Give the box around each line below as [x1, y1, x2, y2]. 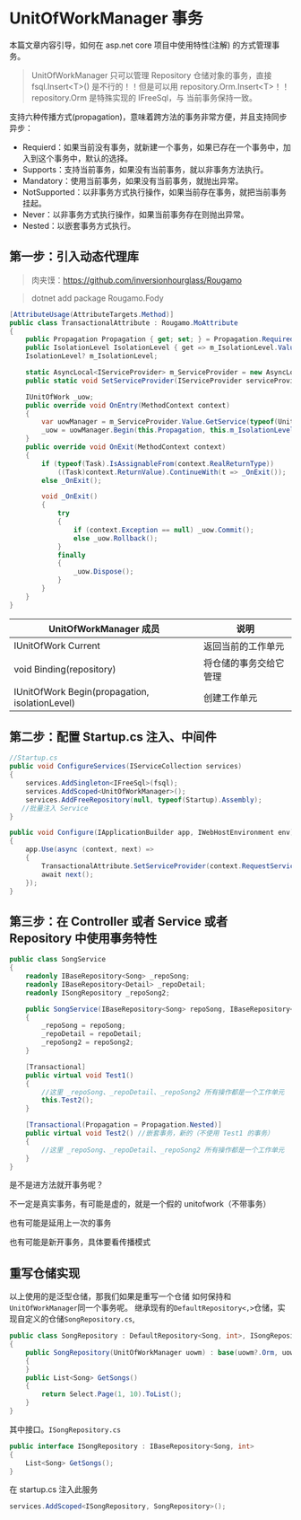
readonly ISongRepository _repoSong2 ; [25, 988, 170, 997]
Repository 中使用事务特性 [9, 930, 158, 945]
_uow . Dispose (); [73, 567, 134, 576]
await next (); [41, 870, 94, 879]
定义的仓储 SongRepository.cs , [24, 1314, 135, 1324]
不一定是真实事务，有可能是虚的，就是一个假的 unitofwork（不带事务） [9, 1199, 271, 1209]
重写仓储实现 [9, 1265, 81, 1280]
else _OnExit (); [41, 476, 102, 485]
